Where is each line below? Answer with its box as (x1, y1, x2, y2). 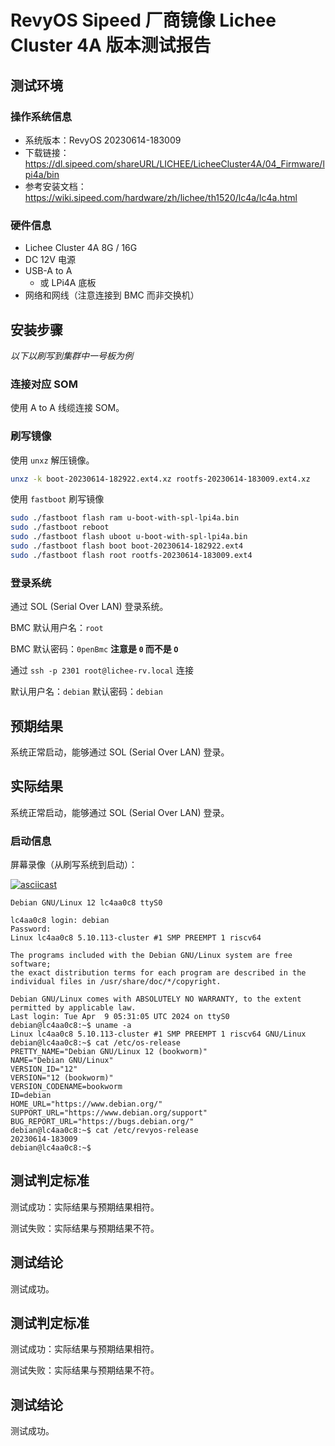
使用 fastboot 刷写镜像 (10, 493, 105, 505)
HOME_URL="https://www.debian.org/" (10, 1099, 163, 1110)
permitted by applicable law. (10, 1003, 137, 1013)
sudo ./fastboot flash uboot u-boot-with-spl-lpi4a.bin (10, 532, 248, 542)
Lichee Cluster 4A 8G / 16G (24, 242, 138, 254)
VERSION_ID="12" (10, 1064, 78, 1075)
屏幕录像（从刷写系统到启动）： (10, 859, 138, 871)
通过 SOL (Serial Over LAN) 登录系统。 (10, 601, 169, 613)
